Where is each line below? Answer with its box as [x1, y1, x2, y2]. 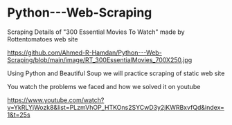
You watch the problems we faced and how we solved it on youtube [7, 82, 201, 90]
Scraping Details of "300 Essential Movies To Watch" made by [7, 28, 185, 36]
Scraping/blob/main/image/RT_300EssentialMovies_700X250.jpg [7, 55, 193, 64]
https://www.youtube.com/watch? [7, 95, 105, 104]
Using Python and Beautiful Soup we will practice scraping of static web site [7, 69, 225, 77]
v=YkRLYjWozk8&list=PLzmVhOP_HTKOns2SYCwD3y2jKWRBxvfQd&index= [7, 103, 225, 111]
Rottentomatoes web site [7, 35, 78, 43]
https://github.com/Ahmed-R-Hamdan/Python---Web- [7, 48, 163, 57]
